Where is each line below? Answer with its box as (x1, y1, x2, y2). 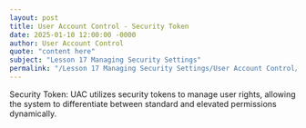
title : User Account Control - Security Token (9, 22, 189, 31)
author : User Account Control (9, 38, 125, 48)
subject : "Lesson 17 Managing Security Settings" (9, 55, 202, 64)
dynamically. (9, 108, 57, 119)
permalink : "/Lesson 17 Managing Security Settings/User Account (9, 64, 262, 74)
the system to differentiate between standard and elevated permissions (9, 98, 277, 109)
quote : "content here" (9, 47, 96, 56)
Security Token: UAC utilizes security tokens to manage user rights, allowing (9, 88, 296, 100)
